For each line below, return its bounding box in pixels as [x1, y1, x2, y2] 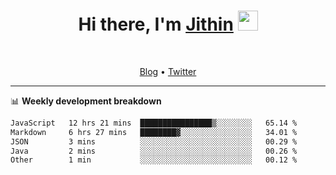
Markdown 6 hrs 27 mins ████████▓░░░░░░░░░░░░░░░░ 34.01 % [10, 127, 298, 137]
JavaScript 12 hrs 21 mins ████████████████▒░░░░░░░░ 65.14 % [10, 118, 298, 128]
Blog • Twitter [139, 65, 197, 77]
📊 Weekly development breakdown [10, 95, 162, 107]
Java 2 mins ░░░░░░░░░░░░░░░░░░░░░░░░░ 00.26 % [10, 146, 298, 156]
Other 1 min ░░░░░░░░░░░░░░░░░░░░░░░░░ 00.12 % [10, 155, 298, 165]
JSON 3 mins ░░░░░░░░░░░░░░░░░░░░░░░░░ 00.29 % [10, 136, 298, 147]
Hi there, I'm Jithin [78, 13, 234, 36]
